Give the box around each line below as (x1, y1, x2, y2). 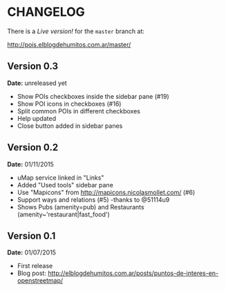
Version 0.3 (7, 60, 59, 73)
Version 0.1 (7, 229, 56, 242)
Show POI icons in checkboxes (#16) (17, 100, 122, 108)
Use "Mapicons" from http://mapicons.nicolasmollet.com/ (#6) (17, 188, 196, 196)
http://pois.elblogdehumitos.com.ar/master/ (7, 40, 131, 48)
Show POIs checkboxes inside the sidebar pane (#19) (17, 92, 169, 100)
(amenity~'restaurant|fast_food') (17, 210, 111, 218)
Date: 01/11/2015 (7, 160, 54, 168)
